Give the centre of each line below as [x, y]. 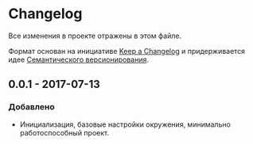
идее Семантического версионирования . [79, 59]
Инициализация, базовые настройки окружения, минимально [125, 124]
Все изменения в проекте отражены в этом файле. [95, 36]
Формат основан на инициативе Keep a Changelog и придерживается [127, 51]
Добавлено [31, 107]
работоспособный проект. [64, 132]
